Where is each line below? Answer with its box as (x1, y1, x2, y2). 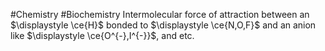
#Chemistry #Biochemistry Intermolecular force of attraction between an (10, 9, 310, 20)
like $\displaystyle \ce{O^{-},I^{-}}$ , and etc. (10, 30, 195, 41)
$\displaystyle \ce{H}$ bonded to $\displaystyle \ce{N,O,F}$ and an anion (10, 19, 317, 31)
